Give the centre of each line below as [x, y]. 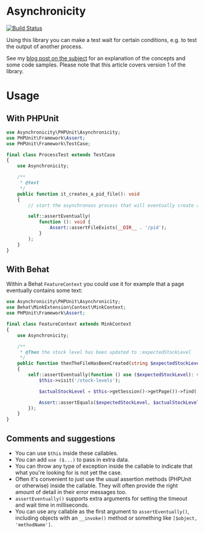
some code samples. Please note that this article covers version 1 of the [96, 65]
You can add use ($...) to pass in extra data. [72, 459]
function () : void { [65, 222]
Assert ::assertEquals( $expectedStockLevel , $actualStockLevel [119, 402]
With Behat [28, 269]
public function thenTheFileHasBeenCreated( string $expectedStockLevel [110, 363]
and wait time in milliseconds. [52, 505]
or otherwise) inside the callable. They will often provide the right [96, 485]
